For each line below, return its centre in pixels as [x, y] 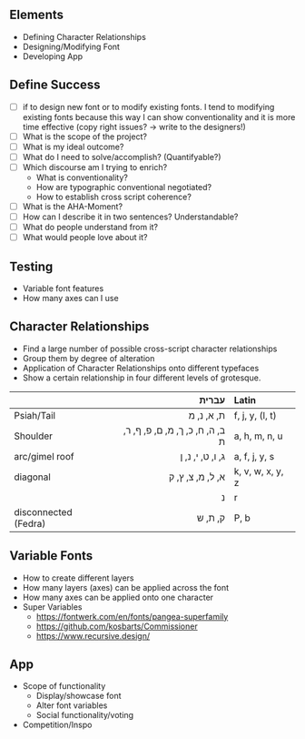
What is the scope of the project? [85, 137]
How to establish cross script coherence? [114, 197]
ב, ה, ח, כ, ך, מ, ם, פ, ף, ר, [174, 430]
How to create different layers [78, 578]
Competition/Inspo [57, 725]
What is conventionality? [82, 177]
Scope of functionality [64, 686]
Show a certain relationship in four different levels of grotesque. [142, 378]
